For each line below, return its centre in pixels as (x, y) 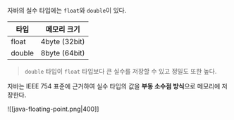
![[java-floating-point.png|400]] (53, 109)
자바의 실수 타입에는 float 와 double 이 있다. (67, 10)
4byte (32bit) (63, 42)
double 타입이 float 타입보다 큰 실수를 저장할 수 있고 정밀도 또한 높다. (121, 71)
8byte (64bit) (63, 53)
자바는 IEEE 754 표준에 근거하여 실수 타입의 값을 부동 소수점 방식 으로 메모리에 (114, 86)
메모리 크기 (63, 29)
